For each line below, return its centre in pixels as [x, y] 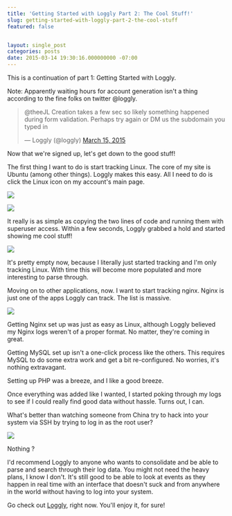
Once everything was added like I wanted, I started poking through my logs [114, 394]
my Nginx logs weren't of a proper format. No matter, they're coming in [108, 332]
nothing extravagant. [37, 367]
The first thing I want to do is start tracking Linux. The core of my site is [109, 167]
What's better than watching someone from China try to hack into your [108, 415]
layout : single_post [37, 45]
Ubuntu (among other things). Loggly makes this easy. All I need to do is [110, 174]
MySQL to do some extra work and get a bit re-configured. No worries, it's [113, 360]
